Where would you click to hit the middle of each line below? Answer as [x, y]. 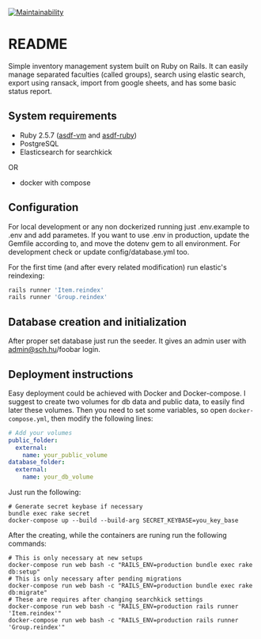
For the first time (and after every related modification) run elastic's [117, 267]
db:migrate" [28, 593]
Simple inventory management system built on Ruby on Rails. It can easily [128, 66]
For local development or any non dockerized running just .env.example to [129, 226]
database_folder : [37, 463]
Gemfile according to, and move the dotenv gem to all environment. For [125, 243]
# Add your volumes [40, 433]
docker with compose [55, 183]
